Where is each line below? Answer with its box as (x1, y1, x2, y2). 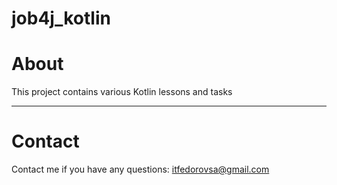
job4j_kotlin (11, 7, 111, 30)
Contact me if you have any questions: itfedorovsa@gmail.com (11, 163, 270, 176)
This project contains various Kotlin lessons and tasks (11, 86, 233, 98)
